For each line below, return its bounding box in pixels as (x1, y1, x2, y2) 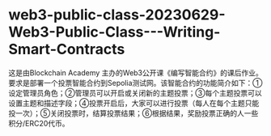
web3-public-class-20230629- (8, 6, 226, 24)
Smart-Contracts (8, 40, 125, 58)
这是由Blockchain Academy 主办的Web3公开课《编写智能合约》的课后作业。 (8, 67, 263, 78)
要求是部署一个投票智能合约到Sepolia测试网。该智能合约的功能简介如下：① (8, 78, 263, 87)
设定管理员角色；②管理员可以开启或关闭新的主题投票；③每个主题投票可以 (8, 87, 262, 98)
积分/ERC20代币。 (8, 118, 70, 128)
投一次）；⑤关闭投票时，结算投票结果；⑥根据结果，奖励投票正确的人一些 (8, 108, 259, 118)
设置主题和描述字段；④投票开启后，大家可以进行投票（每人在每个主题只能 (8, 98, 260, 108)
